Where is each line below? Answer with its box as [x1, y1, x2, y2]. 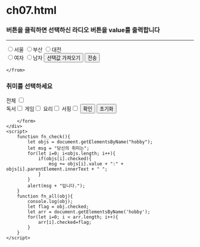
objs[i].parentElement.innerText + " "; [6, 166, 108, 172]
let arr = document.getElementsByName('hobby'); [27, 209, 151, 215]
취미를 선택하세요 [6, 82, 53, 90]
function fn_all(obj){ [17, 193, 73, 199]
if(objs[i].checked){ [37, 155, 92, 161]
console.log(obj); [27, 198, 73, 204]
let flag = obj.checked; [27, 204, 89, 210]
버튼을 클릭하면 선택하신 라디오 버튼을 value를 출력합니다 [6, 26, 160, 35]
